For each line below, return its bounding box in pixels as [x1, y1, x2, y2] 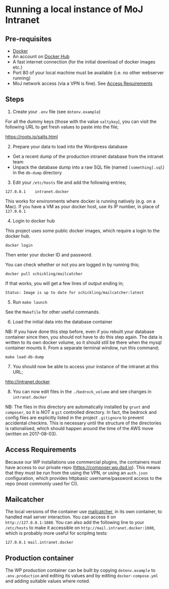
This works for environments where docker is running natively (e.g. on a [5, 198, 156, 204]
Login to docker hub [12, 217, 55, 224]
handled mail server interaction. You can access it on [5, 514, 116, 520]
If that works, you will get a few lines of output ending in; [5, 280, 124, 286]
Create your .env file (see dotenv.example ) [12, 108, 100, 115]
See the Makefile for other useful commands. [5, 309, 100, 315]
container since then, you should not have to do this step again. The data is [5, 334, 162, 340]
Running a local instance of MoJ [5, 4, 144, 15]
